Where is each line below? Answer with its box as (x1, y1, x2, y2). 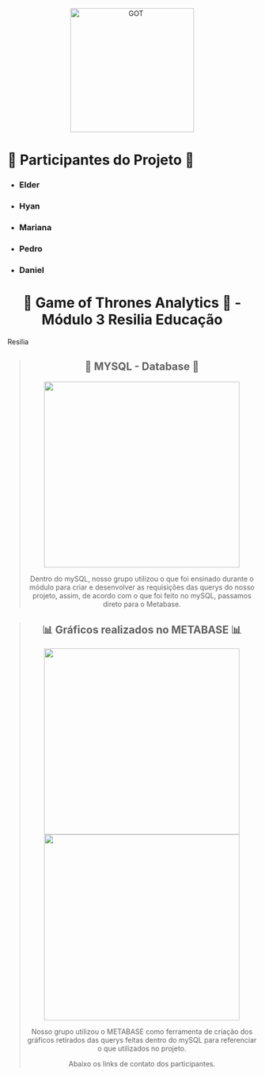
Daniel (18, 264, 44, 275)
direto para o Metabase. (103, 599, 181, 609)
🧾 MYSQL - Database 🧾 (85, 360, 199, 374)
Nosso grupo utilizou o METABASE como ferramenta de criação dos (31, 1027, 253, 1036)
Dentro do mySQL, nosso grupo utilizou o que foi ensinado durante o (29, 574, 254, 583)
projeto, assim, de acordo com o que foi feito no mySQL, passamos (32, 590, 252, 600)
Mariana (18, 221, 52, 232)
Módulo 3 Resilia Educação (41, 310, 223, 329)
